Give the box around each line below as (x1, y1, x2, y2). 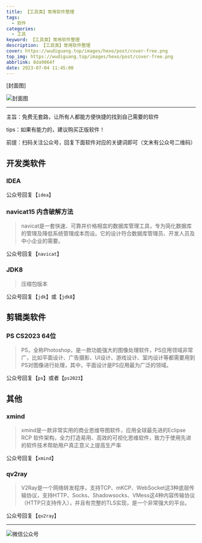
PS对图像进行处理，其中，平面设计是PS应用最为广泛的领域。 (20, 362, 172, 369)
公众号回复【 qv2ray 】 (6, 512, 60, 520)
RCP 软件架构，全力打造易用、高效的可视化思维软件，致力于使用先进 (20, 434, 191, 441)
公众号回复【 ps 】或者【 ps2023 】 (6, 374, 86, 382)
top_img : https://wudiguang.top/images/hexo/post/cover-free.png (6, 54, 173, 60)
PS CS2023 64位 (6, 332, 57, 340)
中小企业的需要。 (20, 237, 64, 244)
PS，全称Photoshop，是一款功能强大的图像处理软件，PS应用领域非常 (20, 347, 194, 354)
